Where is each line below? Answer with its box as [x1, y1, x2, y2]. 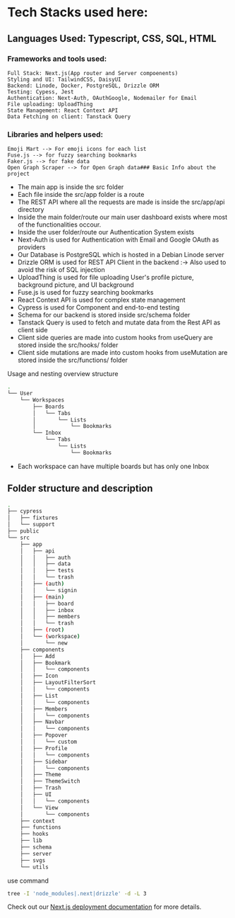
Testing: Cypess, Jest [7, 88, 74, 96]
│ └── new [20, 639, 68, 647]
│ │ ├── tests [20, 567, 74, 574]
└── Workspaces [20, 396, 65, 404]
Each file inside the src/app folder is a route [17, 191, 145, 199]
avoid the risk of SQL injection [17, 266, 106, 274]
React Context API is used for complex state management [17, 295, 186, 305]
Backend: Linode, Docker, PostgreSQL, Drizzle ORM [7, 82, 159, 89]
